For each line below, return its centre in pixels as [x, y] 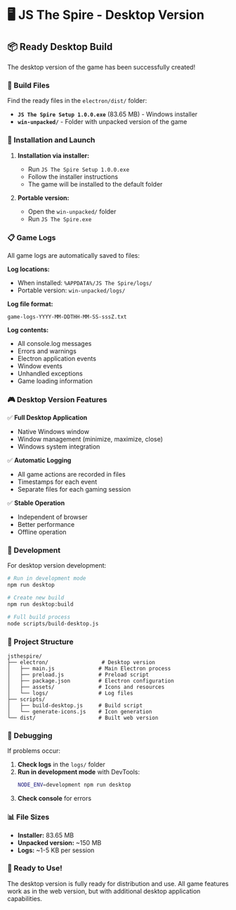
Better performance [46, 525]
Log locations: [29, 269]
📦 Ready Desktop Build [60, 47]
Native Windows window [53, 432]
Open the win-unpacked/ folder [72, 211]
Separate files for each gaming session [74, 490]
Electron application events [57, 359]
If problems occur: [34, 751]
